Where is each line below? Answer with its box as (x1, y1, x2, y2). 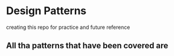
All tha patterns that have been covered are (6, 41, 169, 51)
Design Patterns (6, 4, 87, 18)
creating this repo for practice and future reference (6, 24, 130, 31)
